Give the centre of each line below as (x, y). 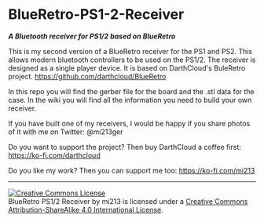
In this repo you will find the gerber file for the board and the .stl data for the (132, 91)
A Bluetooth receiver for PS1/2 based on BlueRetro (92, 36)
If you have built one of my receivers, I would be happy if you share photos (129, 123)
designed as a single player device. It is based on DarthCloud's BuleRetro (127, 67)
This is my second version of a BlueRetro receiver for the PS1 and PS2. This (130, 51)
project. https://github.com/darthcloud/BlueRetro (87, 76)
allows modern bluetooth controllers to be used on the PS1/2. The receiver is (132, 60)
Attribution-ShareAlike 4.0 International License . (86, 209)
